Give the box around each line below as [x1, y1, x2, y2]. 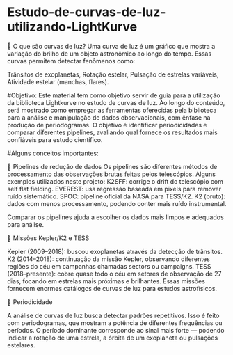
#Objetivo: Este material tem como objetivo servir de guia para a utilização [7, 91, 220, 100]
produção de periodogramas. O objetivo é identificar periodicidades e [7, 120, 207, 129]
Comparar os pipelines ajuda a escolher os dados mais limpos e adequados [7, 213, 224, 221]
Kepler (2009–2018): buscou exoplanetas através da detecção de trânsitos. [7, 247, 223, 255]
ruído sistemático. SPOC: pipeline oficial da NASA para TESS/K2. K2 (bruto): [7, 192, 226, 200]
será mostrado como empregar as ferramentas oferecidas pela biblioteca [7, 106, 217, 114]
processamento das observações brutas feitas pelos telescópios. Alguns [7, 170, 216, 178]
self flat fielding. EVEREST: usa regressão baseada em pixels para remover [7, 184, 221, 193]
